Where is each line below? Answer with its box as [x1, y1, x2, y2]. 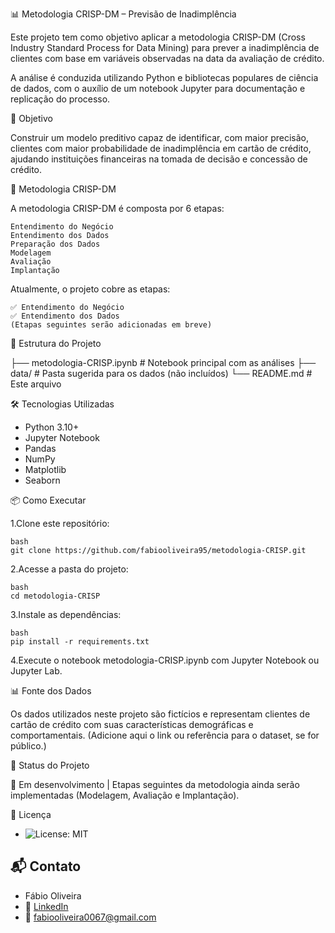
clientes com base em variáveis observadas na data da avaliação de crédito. [10, 53, 325, 64]
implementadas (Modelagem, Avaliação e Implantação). [10, 789, 240, 801]
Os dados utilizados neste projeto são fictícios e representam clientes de [10, 708, 311, 720]
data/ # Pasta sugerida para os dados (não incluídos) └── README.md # [10, 368, 313, 379]
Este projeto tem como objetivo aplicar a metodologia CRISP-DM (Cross [10, 31, 306, 43]
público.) [10, 740, 47, 752]
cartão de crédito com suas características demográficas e [10, 719, 254, 730]
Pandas [24, 443, 57, 454]
